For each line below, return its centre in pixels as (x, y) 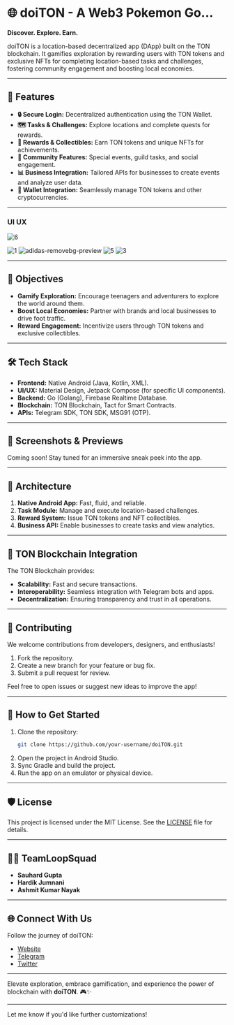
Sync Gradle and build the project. (67, 765)
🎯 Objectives (36, 279)
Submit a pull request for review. (64, 673)
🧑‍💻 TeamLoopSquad (52, 858)
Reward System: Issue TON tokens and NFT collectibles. (99, 518)
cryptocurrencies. (43, 197)
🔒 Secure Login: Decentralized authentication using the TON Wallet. (115, 114)
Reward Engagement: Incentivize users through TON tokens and (110, 326)
